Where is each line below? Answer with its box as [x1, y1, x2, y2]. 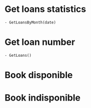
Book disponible [4, 70, 73, 81]
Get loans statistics [4, 3, 87, 15]
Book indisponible [4, 92, 81, 104]
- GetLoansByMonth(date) [4, 20, 56, 25]
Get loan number [4, 36, 76, 48]
